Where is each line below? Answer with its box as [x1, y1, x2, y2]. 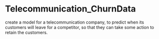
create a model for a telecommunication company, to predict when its [5, 19, 144, 25]
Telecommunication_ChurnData [5, 3, 136, 14]
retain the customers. [5, 29, 48, 35]
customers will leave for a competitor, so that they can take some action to [5, 24, 154, 30]
